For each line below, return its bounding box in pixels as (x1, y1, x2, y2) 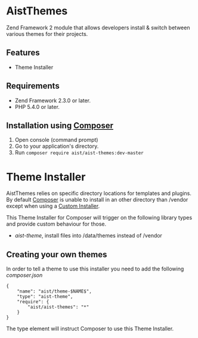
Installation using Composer (6, 120, 113, 130)
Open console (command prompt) (14, 136, 98, 144)
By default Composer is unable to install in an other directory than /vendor (6, 196, 188, 203)
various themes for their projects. (6, 30, 88, 37)
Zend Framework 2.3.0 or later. (14, 97, 91, 104)
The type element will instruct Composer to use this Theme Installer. (6, 325, 174, 333)
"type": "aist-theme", (17, 294, 73, 300)
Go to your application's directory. (14, 142, 99, 150)
